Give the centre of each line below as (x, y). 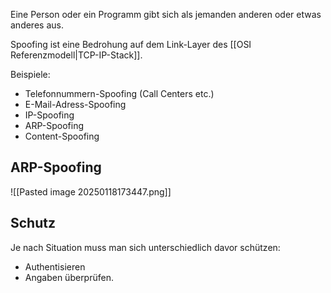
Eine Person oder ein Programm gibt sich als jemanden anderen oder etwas (166, 14)
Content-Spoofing (62, 136)
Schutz (33, 223)
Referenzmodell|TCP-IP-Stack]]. (76, 55)
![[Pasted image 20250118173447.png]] (91, 191)
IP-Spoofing (49, 115)
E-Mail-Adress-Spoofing (75, 104)
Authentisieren (55, 266)
